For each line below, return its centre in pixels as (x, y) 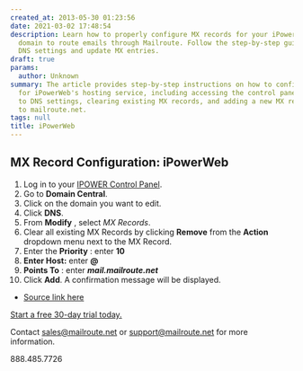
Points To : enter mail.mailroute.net (90, 269)
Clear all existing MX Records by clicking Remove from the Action (146, 232)
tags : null (31, 118)
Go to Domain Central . (65, 193)
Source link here (53, 296)
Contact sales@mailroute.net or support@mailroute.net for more (129, 331)
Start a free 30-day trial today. (66, 314)
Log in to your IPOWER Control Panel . (93, 184)
